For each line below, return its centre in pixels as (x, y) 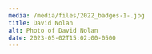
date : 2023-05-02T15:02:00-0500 (62, 38)
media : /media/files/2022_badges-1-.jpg (77, 15)
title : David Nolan (41, 23)
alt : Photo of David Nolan (53, 30)
